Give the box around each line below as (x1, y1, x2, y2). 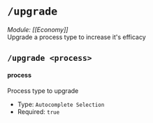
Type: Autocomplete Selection (17, 100, 105, 108)
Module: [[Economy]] (7, 25, 68, 34)
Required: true (17, 107, 60, 116)
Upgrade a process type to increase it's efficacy (7, 33, 147, 41)
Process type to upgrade (7, 86, 79, 95)
